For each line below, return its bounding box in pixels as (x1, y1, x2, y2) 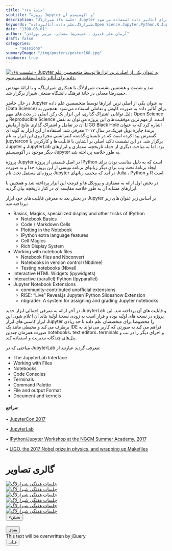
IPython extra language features (20, 232, 89, 238)
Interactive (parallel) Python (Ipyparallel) (13, 276, 99, 282)
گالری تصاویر (6, 463, 55, 475)
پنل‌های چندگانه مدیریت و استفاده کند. (6, 335, 77, 341)
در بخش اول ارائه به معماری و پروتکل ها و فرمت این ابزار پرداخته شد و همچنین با (6, 180, 159, 186)
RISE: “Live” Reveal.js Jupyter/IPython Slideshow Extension (20, 292, 145, 298)
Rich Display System (20, 243, 64, 249)
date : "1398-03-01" (6, 27, 47, 32)
